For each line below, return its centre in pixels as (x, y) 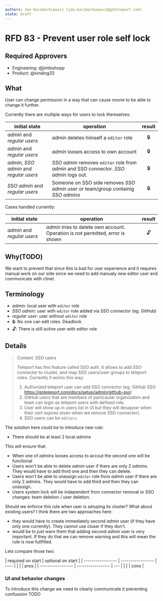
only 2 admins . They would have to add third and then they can (75, 481)
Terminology (25, 294)
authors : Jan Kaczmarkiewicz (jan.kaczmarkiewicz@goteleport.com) (73, 9)
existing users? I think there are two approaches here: (59, 511)
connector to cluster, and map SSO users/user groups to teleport (82, 372)
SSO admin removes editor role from (94, 163)
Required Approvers (36, 56)
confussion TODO (23, 594)
